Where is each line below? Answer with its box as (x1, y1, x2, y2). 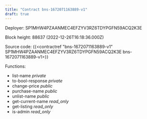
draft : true (5, 12, 29, 16)
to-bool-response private (12, 78, 63, 84)
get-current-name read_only (12, 98, 69, 104)
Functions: (5, 63, 26, 69)
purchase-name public (12, 88, 58, 94)
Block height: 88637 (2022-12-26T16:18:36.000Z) (5, 34, 104, 40)
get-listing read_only (12, 104, 53, 109)
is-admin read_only (12, 108, 51, 114)
